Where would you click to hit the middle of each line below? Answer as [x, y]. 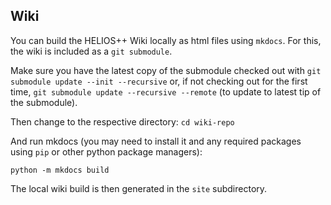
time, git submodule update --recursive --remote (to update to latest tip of [166, 91]
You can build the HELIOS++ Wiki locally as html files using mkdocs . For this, [166, 40]
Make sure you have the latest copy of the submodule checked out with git [166, 70]
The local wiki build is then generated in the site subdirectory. [139, 188]
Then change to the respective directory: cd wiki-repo [122, 121]
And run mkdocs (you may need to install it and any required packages [156, 141]
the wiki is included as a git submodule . [91, 51]
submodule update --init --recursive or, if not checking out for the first [159, 81]
